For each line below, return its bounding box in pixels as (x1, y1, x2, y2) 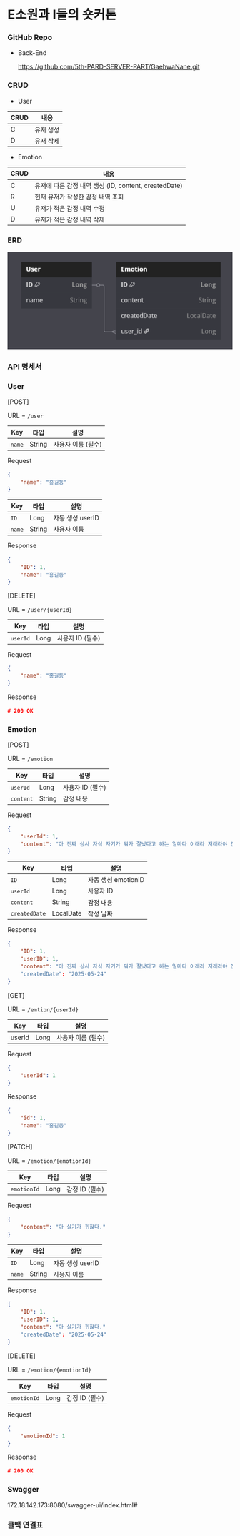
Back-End (17, 49, 47, 57)
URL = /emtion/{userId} (7, 1005, 79, 1014)
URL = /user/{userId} (7, 605, 73, 614)
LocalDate (51, 909, 82, 918)
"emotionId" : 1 (20, 1432, 66, 1440)
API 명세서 (7, 362, 42, 372)
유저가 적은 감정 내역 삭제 (34, 215, 105, 224)
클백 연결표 (7, 1520, 44, 1530)
